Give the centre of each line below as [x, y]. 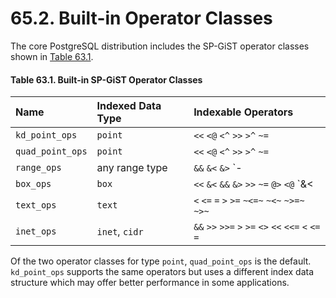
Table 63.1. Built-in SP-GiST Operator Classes [106, 79]
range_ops [38, 168]
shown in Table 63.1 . [52, 56]
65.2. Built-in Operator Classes [141, 18]
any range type [132, 168]
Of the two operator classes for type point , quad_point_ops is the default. [161, 261]
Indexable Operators [243, 112]
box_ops [33, 184]
